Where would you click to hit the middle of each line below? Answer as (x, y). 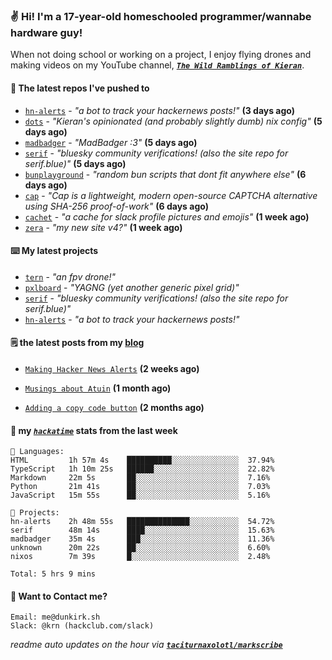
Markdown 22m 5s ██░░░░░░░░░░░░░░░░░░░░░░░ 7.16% (140, 478)
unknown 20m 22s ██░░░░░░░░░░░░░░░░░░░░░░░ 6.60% (140, 548)
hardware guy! (46, 32)
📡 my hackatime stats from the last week (94, 430)
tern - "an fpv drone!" (70, 276)
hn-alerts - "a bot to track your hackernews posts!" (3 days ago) (160, 110)
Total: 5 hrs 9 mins (53, 574)
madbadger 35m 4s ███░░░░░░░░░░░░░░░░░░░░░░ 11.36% (142, 539)
